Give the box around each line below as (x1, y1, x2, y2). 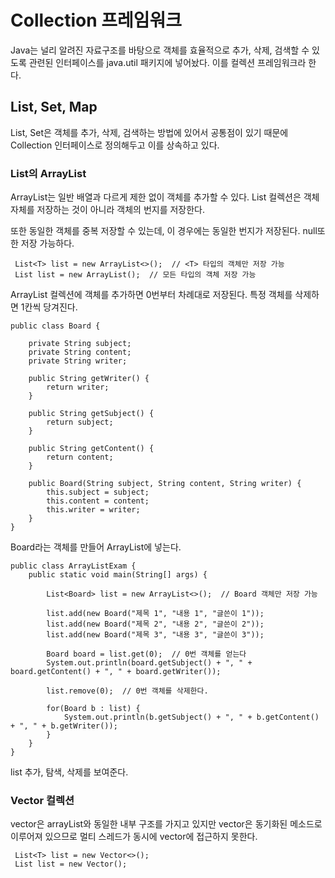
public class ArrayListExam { (10, 561, 137, 571)
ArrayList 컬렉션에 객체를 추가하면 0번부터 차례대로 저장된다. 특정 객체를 (10, 289, 293, 301)
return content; (46, 452, 114, 463)
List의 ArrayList (10, 166, 87, 180)
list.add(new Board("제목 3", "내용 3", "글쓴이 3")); (46, 630, 265, 640)
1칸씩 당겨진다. (20, 301, 78, 313)
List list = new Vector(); (14, 859, 128, 870)
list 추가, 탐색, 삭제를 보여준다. (10, 766, 129, 778)
